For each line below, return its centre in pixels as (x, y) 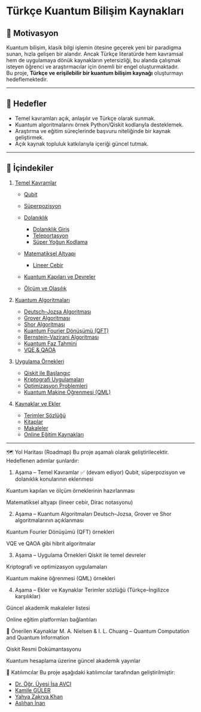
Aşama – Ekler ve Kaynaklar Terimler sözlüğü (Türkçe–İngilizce (92, 590)
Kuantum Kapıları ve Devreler (60, 276)
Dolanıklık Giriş (51, 229)
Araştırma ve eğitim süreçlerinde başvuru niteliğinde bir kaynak (93, 131)
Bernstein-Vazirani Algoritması (61, 337)
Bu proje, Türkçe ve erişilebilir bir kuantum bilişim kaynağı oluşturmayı (95, 73)
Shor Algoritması (44, 324)
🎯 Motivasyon (32, 33)
